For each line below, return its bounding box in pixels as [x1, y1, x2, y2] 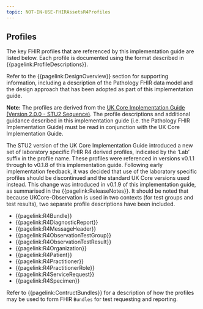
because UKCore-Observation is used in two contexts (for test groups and [6, 194, 194, 201]
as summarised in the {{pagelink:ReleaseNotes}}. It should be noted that [6, 187, 189, 195]
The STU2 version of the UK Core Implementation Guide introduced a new [6, 142, 194, 149]
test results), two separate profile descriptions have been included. [6, 200, 175, 208]
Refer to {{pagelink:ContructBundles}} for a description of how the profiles [6, 289, 194, 297]
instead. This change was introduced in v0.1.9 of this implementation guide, [6, 181, 196, 188]
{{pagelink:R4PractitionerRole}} [15, 264, 95, 272]
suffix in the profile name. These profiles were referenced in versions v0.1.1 [6, 155, 194, 162]
